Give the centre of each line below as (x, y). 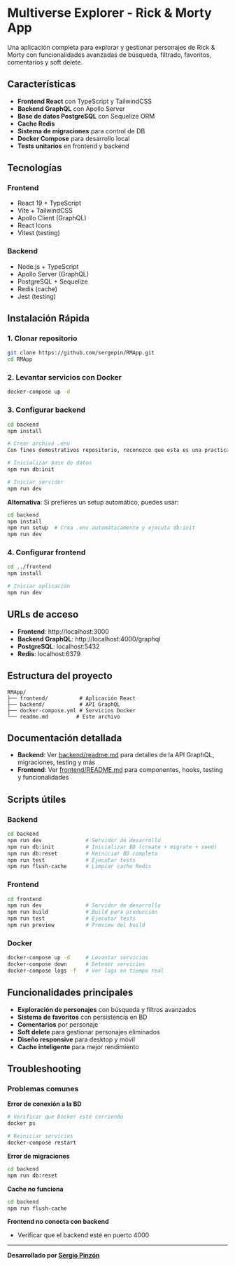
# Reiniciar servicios (40, 1136)
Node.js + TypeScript (48, 266)
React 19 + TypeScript (49, 203)
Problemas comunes (43, 1089)
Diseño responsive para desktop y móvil (76, 1039)
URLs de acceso (43, 614)
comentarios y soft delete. (45, 62)
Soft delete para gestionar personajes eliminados (88, 1032)
